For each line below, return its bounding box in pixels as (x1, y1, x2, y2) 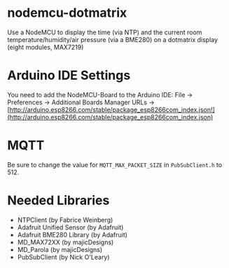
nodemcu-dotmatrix (7, 5, 127, 21)
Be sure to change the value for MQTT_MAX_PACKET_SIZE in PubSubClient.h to (7, 160, 223, 169)
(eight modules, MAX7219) (7, 43, 84, 51)
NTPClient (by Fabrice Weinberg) (17, 216, 113, 224)
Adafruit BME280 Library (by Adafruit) (17, 230, 128, 239)
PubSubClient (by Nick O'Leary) (17, 253, 110, 261)
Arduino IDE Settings (7, 68, 131, 83)
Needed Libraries (7, 192, 110, 208)
